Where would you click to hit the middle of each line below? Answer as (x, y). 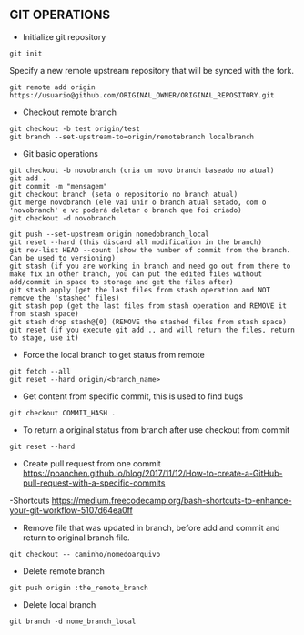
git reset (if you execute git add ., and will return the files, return (152, 330)
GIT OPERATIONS (60, 15)
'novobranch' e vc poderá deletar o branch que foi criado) (126, 210)
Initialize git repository (64, 36)
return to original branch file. (76, 538)
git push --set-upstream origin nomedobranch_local (109, 234)
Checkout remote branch (69, 112)
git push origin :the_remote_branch (79, 588)
